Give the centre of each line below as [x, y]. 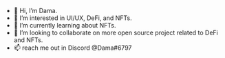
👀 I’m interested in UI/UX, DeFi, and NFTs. [73, 18]
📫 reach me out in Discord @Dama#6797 [73, 48]
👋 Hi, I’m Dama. [35, 11]
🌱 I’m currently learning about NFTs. [65, 25]
